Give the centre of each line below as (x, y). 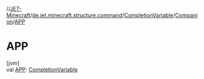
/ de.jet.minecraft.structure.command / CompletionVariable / (103, 15)
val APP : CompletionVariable (42, 69)
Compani (186, 15)
